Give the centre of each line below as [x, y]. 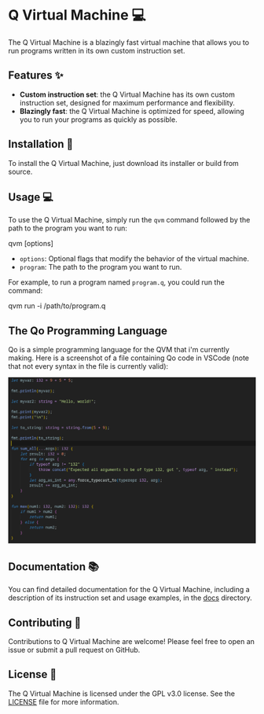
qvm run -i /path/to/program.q [57, 306]
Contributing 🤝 [45, 622]
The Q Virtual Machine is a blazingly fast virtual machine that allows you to [129, 42]
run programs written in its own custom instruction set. [97, 50]
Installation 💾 [41, 144]
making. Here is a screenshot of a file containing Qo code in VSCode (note [129, 358]
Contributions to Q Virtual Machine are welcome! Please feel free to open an [132, 641]
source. [20, 171]
